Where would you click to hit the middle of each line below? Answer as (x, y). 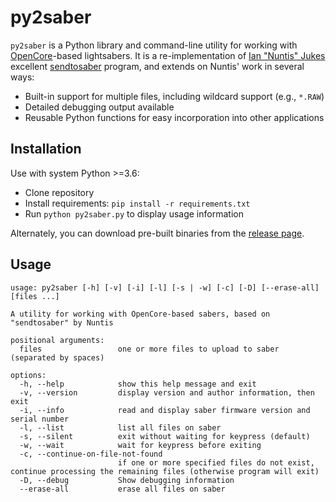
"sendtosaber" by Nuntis (62, 322)
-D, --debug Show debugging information (127, 480)
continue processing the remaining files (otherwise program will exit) (165, 471)
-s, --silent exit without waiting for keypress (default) (165, 436)
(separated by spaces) (57, 357)
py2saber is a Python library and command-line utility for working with (154, 45)
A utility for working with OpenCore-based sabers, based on (140, 314)
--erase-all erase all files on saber (122, 489)
